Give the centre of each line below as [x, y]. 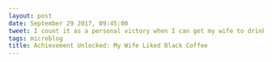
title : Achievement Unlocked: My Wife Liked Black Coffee [108, 46]
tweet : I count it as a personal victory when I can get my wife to [126, 31]
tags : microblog [36, 38]
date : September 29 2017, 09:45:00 [68, 23]
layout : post [30, 16]
